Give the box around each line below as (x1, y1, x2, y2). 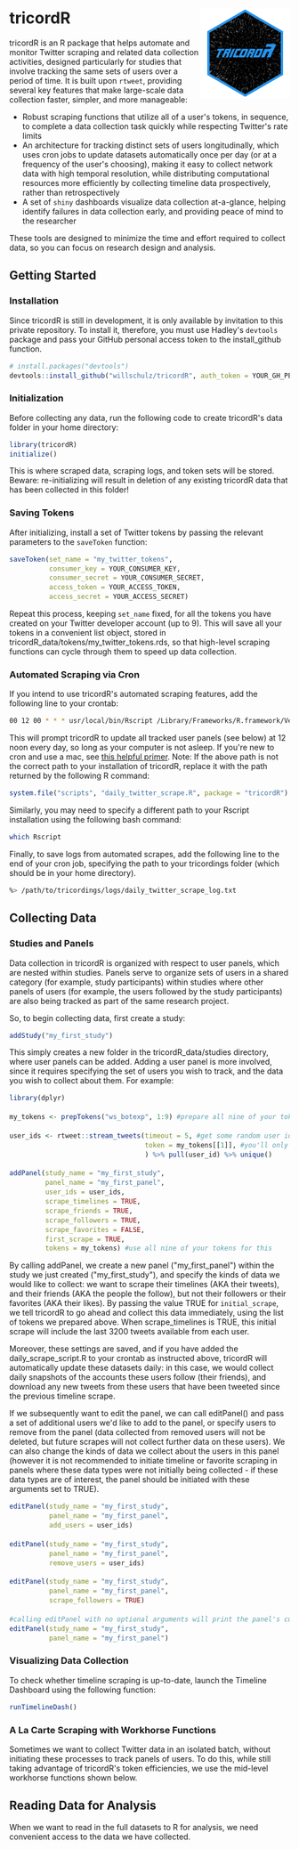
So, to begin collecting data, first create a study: (9, 1012, 186, 1023)
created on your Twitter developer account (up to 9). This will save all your (9, 618, 282, 628)
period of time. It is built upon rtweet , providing (9, 75, 182, 85)
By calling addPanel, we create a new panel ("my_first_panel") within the (9, 1260, 275, 1271)
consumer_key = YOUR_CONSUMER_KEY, (48, 564, 181, 573)
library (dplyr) (9, 1094, 66, 1103)
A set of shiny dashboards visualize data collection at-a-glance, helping (21, 196, 287, 207)
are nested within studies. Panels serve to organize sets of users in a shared (9, 967, 289, 977)
